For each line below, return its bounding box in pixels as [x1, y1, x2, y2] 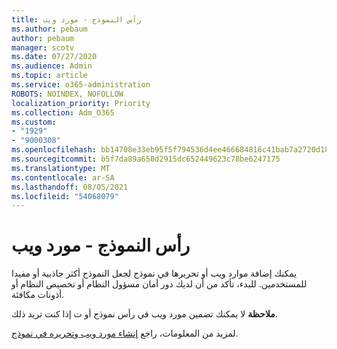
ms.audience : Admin [11, 61, 93, 71]
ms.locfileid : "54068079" [11, 191, 119, 201]
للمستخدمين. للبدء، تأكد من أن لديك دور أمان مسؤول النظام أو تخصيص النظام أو [11, 278, 308, 290]
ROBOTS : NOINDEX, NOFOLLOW [11, 89, 124, 99]
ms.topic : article [11, 71, 88, 81]
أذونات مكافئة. [11, 289, 65, 301]
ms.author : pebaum [11, 24, 88, 34]
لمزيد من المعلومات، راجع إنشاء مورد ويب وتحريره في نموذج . [11, 327, 239, 340]
